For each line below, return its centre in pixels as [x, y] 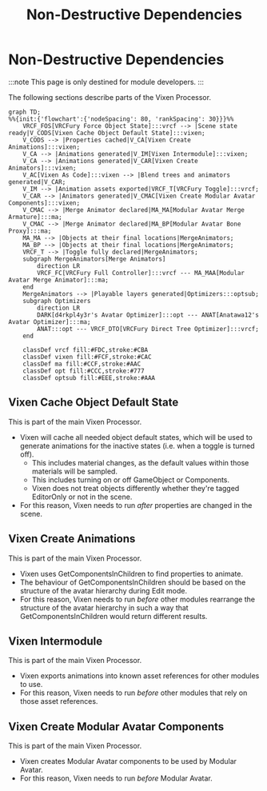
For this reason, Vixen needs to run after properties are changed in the [136, 505]
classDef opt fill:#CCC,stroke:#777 [84, 371]
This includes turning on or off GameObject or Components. [131, 479]
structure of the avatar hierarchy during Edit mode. [104, 590]
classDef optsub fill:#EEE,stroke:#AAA [89, 378]
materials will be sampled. [75, 471]
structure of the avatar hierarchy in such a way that [104, 607]
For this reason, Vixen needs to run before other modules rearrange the [137, 599]
